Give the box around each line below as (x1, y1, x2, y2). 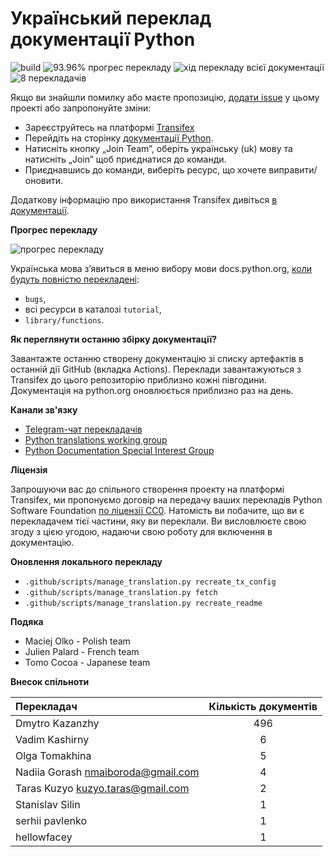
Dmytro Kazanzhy (15, 716, 100, 730)
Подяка (10, 615, 44, 627)
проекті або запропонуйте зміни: (10, 102, 152, 114)
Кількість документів (208, 699, 318, 713)
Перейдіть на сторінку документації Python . (24, 132, 214, 144)
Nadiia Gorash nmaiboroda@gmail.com (15, 765, 200, 779)
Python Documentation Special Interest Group (24, 444, 215, 456)
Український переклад (10, 7, 212, 30)
